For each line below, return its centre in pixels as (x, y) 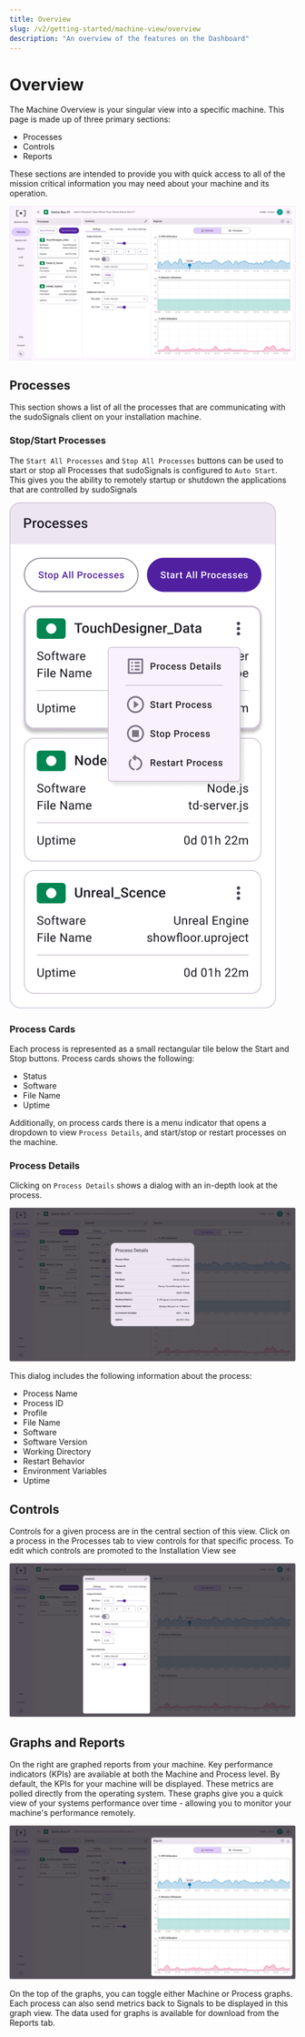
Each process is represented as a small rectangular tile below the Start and (149, 1049)
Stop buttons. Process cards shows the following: (102, 1058)
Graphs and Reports (67, 1743)
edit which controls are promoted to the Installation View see (123, 1551)
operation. (29, 193)
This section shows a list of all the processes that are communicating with (148, 407)
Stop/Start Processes (58, 441)
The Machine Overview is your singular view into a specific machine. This (147, 110)
